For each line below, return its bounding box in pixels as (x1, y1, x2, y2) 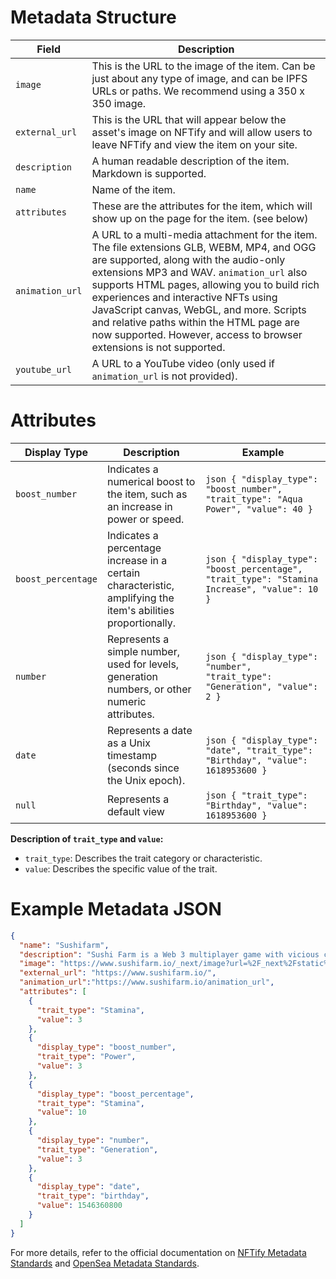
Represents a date (106, 723, 193, 737)
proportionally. (106, 616, 177, 630)
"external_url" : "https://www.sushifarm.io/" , (19, 968, 217, 978)
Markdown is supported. (91, 166, 207, 180)
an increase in (106, 499, 173, 513)
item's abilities (106, 603, 175, 617)
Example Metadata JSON (10, 898, 222, 921)
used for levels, (106, 657, 180, 671)
